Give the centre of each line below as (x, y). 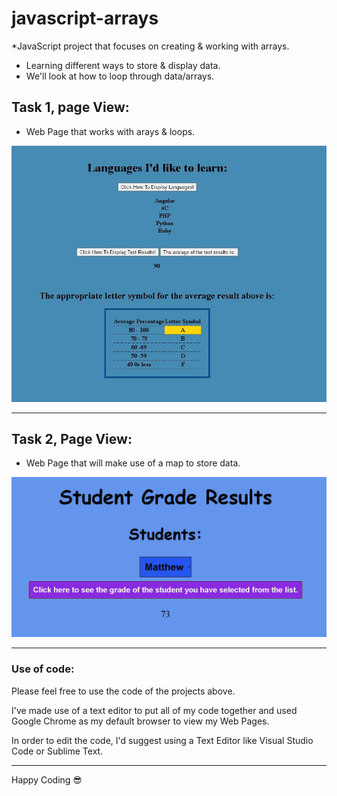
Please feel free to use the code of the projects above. (123, 691)
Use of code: (43, 669)
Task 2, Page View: (72, 439)
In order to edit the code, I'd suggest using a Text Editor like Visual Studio (162, 740)
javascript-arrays (85, 18)
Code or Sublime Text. (57, 751)
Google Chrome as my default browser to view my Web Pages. (140, 721)
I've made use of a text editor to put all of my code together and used (154, 710)
